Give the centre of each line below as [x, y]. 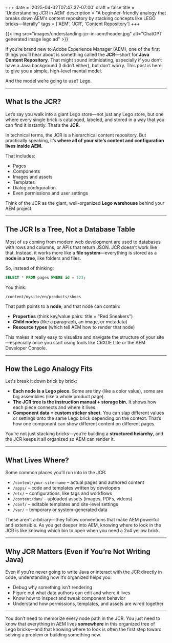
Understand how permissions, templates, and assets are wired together [88, 603]
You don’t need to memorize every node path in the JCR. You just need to [83, 618]
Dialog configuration [34, 187]
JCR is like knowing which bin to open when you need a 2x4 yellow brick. [83, 531]
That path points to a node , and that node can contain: [63, 306]
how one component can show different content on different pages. [84, 424]
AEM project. [19, 208]
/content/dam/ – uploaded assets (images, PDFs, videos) [72, 499]
